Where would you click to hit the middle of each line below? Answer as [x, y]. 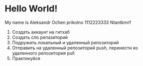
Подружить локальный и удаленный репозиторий [65, 42]
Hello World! [31, 9]
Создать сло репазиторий [40, 37]
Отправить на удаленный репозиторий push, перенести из [75, 48]
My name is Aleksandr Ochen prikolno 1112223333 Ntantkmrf [68, 22]
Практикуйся [26, 58]
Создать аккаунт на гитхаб [41, 32]
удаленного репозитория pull [43, 53]
